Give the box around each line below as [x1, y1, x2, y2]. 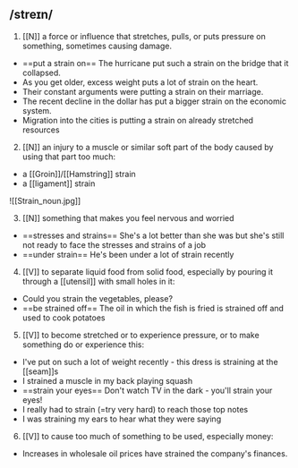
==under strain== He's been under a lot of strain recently [21, 249, 234, 260]
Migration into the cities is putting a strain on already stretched [21, 115, 253, 125]
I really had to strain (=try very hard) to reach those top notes [21, 404, 249, 414]
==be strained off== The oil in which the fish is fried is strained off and [21, 302, 285, 313]
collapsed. [21, 67, 61, 78]
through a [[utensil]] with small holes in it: [21, 276, 175, 286]
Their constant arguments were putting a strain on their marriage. [21, 86, 264, 97]
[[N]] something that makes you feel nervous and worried [21, 212, 234, 223]
